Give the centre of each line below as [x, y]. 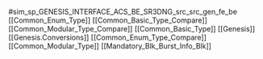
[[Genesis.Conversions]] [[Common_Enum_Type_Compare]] [108, 37]
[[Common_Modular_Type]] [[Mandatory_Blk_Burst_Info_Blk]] [110, 46]
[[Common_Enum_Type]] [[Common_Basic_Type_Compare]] [108, 20]
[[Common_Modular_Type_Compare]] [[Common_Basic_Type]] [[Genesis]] [132, 29]
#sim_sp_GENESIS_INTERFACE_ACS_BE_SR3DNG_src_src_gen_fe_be [123, 12]
